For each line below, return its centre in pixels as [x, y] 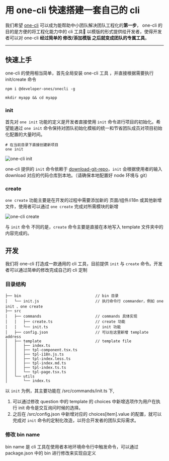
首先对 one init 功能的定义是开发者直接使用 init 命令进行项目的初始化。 [81, 122]
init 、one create [24, 307]
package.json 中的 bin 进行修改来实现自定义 [51, 453]
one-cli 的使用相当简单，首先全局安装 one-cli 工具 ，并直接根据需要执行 [79, 73]
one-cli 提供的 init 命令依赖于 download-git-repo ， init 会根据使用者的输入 [84, 169]
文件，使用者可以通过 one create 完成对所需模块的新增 [62, 206]
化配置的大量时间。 [25, 134]
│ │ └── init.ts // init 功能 [63, 327]
